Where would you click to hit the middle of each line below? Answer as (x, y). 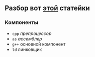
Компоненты (22, 22)
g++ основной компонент (39, 44)
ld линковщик (27, 49)
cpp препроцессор (32, 33)
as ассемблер (27, 38)
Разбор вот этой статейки (47, 8)
